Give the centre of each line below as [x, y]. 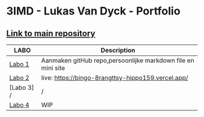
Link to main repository [51, 33]
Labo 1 [19, 64]
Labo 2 [19, 78]
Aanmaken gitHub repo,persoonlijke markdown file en [118, 60]
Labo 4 [19, 105]
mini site [53, 68]
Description [118, 50]
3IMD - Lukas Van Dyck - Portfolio [93, 11]
